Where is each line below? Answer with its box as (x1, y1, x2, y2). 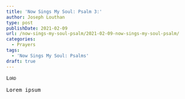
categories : (6, 36, 36, 42)
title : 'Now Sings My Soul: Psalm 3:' (6, 8, 102, 15)
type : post (6, 20, 33, 25)
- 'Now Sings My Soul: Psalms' (11, 53, 89, 59)
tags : (6, 47, 20, 53)
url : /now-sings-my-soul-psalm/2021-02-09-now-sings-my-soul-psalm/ (6, 31, 180, 37)
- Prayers (11, 42, 36, 48)
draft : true (6, 58, 36, 64)
